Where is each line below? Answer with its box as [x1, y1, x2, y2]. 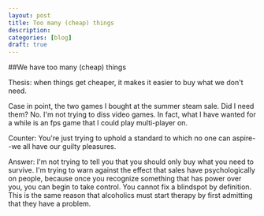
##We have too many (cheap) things [8, 62, 127, 72]
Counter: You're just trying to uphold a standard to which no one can [8, 133, 231, 143]
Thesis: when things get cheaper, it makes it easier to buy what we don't [8, 78, 244, 88]
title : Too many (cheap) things [8, 19, 114, 27]
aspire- [232, 133, 256, 143]
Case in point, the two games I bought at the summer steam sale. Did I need [8, 102, 255, 111]
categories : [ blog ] [8, 33, 73, 42]
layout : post [8, 11, 51, 20]
